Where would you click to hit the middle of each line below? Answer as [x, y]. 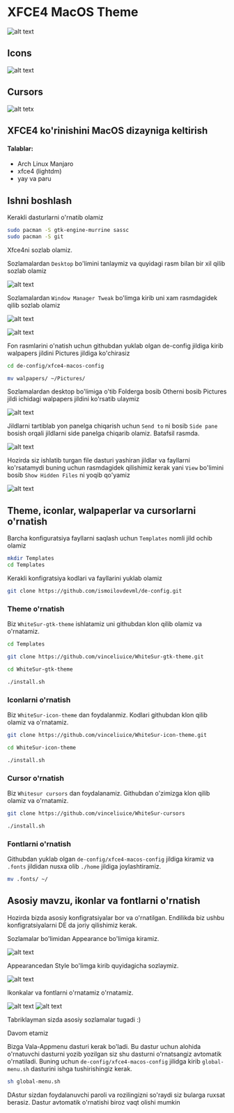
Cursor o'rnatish [36, 778]
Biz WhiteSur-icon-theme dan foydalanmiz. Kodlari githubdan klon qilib [107, 715]
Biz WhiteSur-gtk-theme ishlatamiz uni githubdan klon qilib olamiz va [104, 624]
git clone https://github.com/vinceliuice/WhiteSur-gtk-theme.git [106, 657]
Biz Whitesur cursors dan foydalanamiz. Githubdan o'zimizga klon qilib [109, 793]
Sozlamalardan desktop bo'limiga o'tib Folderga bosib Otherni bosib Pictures [117, 391]
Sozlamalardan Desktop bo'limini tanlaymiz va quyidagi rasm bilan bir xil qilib [116, 263]
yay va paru [34, 179]
